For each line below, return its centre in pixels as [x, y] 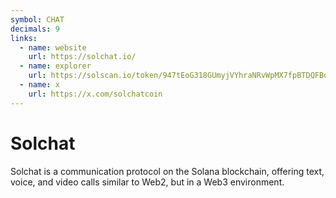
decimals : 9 [35, 29]
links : [24, 38]
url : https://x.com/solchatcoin [95, 94]
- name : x [39, 85]
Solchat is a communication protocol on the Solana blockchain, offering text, [167, 171]
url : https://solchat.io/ [82, 57]
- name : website [53, 47]
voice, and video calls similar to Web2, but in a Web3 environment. [147, 182]
